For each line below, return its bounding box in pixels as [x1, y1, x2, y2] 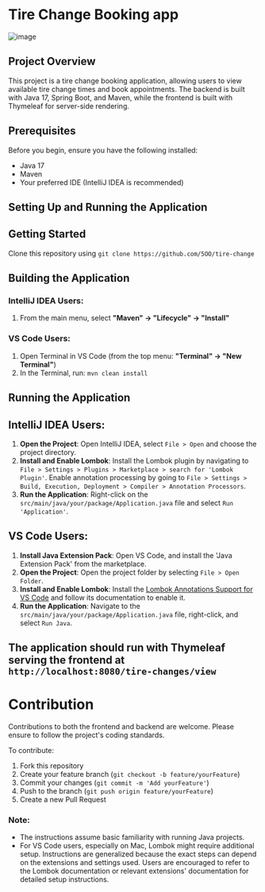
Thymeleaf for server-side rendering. [8, 101, 129, 110]
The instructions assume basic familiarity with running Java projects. [19, 832, 245, 842]
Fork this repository [19, 761, 84, 771]
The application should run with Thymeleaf [8, 641, 226, 655]
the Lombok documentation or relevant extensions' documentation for [19, 867, 249, 876]
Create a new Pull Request [19, 795, 107, 805]
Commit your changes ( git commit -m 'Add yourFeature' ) [19, 778, 209, 787]
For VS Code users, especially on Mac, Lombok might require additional [19, 841, 255, 851]
